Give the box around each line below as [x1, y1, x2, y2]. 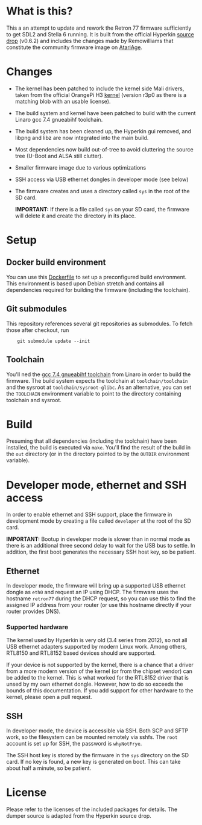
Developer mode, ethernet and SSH [6, 478, 187, 492]
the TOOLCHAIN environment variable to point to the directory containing [6, 389, 182, 397]
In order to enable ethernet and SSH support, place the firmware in [6, 511, 172, 519]
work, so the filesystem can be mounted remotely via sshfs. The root [6, 734, 178, 741]
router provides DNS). [6, 608, 61, 615]
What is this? [6, 4, 74, 18]
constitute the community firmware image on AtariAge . [6, 44, 143, 51]
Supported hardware [6, 623, 68, 631]
